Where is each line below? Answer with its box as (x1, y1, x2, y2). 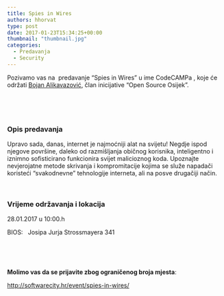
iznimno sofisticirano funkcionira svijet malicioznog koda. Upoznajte (7, 155, 199, 163)
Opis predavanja (7, 124, 63, 134)
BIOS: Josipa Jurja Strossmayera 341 (7, 228, 115, 236)
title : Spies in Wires (7, 10, 72, 17)
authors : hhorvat (7, 16, 57, 23)
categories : (7, 42, 41, 49)
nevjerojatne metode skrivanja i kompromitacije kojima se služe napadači (7, 162, 213, 170)
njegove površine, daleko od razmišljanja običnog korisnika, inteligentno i (7, 147, 214, 156)
